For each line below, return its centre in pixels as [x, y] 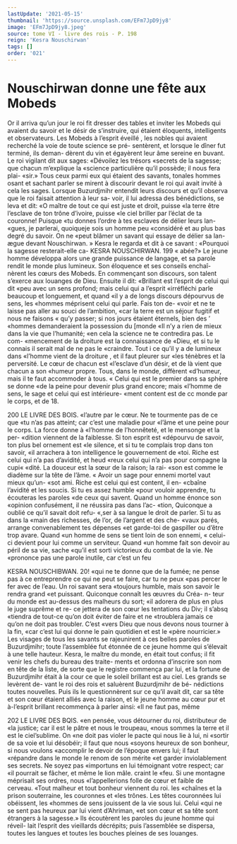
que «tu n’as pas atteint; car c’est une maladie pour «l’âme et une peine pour [118, 422]
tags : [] [20, 47]
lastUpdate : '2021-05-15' [45, 14]
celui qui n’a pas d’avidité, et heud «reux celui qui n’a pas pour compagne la [117, 460]
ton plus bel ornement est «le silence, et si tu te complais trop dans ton [110, 445]
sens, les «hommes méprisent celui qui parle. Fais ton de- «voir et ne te [111, 303]
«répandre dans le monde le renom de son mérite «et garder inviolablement [117, 758]
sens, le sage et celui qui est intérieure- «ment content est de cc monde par [117, 393]
